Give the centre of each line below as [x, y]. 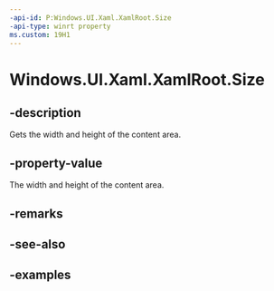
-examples [40, 275]
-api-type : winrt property [60, 26]
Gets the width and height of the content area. [95, 135]
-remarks [36, 213]
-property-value [56, 163]
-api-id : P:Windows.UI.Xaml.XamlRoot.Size [90, 18]
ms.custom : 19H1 [40, 34]
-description [45, 113]
